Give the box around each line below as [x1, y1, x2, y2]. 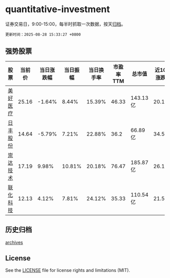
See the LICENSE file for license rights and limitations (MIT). [5, 267, 131, 273]
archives [5, 239, 23, 245]
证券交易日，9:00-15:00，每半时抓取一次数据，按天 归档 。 [5, 21, 126, 27]
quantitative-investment [5, 4, 110, 15]
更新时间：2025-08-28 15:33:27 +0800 [5, 32, 81, 37]
